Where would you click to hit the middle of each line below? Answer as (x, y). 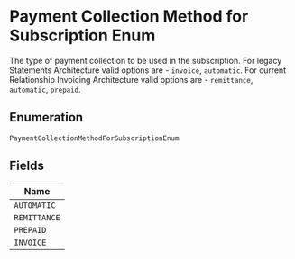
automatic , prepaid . (45, 89)
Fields (27, 166)
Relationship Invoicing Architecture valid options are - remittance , (131, 79)
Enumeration (46, 117)
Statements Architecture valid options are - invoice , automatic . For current (148, 70)
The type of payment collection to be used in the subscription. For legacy (146, 60)
